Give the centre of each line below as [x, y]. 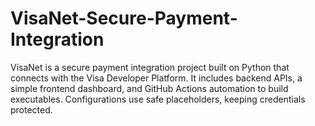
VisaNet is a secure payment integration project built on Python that [150, 67]
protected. [31, 109]
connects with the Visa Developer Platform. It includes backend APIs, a [156, 78]
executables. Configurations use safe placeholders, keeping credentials [158, 99]
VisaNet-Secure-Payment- [124, 18]
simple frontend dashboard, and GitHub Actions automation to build [149, 88]
